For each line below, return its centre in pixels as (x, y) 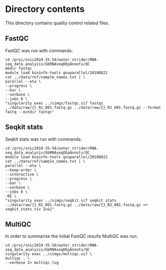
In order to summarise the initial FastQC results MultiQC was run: (72, 236)
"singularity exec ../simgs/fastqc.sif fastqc (54, 103)
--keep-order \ (21, 170)
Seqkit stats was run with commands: (43, 139)
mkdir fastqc (19, 68)
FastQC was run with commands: (39, 50)
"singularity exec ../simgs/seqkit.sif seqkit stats (61, 200)
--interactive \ (22, 174)
